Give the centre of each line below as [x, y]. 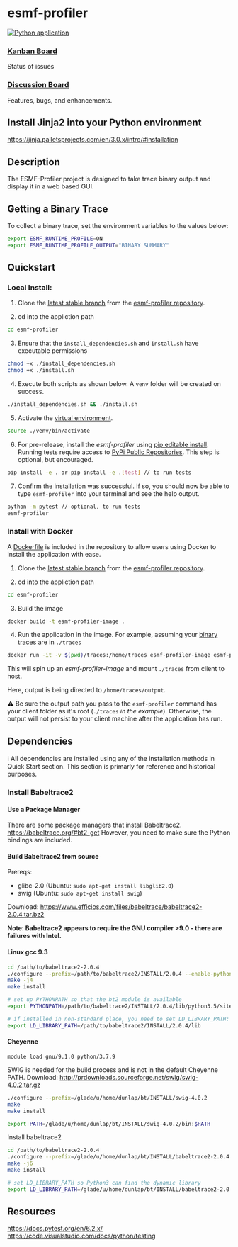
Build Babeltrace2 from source [53, 856]
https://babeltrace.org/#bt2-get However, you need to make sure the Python [119, 833]
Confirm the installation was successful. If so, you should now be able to [124, 486]
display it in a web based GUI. [51, 186]
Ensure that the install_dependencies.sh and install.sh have [108, 343]
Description [34, 162]
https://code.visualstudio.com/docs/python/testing [81, 1236]
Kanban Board [33, 51]
